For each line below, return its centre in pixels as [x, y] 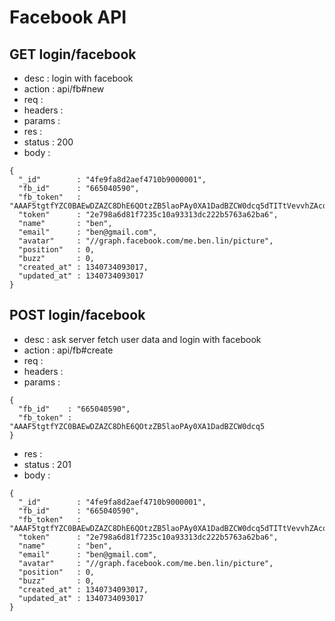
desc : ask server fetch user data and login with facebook [142, 339]
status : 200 [48, 142]
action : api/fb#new [64, 89]
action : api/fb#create [68, 350]
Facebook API [68, 17]
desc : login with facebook [78, 78]
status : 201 [47, 464]
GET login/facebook [73, 54]
